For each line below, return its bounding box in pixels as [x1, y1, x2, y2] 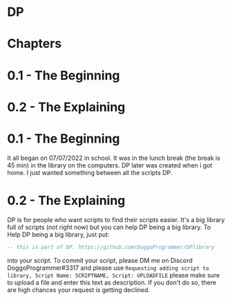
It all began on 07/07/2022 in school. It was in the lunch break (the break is [7, 154, 221, 162]
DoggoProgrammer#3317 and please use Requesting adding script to [7, 264, 209, 272]
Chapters [7, 36, 62, 52]
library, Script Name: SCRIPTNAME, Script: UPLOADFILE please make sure [7, 271, 220, 279]
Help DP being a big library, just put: [7, 230, 110, 239]
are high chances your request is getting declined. [7, 285, 151, 294]
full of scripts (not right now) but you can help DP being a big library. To [7, 223, 211, 231]
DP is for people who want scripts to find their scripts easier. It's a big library [7, 215, 225, 224]
